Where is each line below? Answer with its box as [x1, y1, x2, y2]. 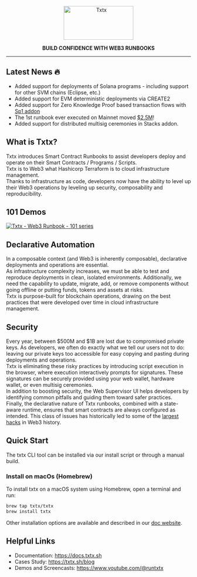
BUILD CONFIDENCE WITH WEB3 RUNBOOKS [42, 45, 155, 52]
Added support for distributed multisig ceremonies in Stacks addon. [14, 120, 179, 127]
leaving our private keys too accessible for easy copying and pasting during [6, 350, 189, 357]
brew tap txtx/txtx [6, 503, 54, 509]
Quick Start [6, 436, 49, 446]
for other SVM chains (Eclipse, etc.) [14, 89, 101, 96]
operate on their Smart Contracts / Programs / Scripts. [6, 158, 137, 166]
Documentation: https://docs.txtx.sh [14, 552, 102, 559]
